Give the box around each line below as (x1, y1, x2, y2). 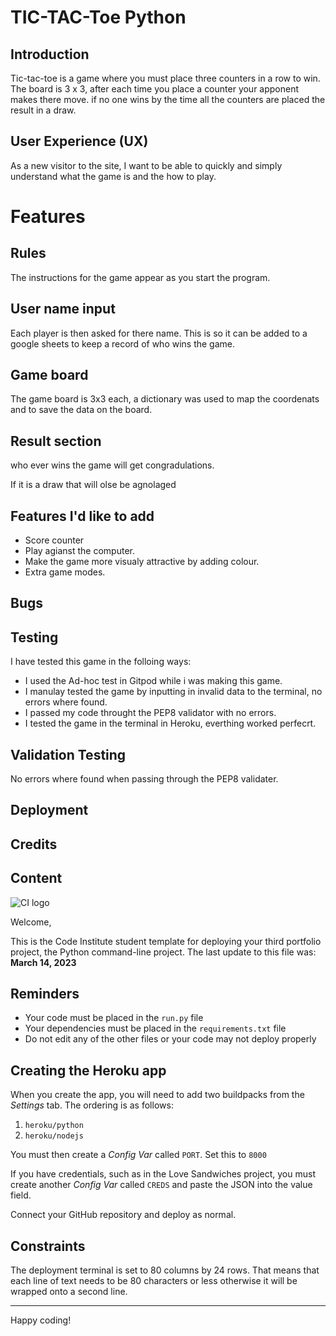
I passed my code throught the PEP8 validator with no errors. (24, 707, 277, 719)
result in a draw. (10, 104, 77, 116)
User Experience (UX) (10, 133, 149, 150)
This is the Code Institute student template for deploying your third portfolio (10, 935, 322, 947)
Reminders (10, 986, 80, 1003)
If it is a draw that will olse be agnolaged (10, 479, 177, 491)
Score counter (24, 534, 85, 546)
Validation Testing (10, 746, 127, 763)
